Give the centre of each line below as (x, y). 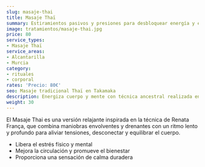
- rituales (20, 74)
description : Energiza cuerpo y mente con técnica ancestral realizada (99, 97)
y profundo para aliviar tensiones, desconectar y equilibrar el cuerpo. (93, 132)
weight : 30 (20, 102)
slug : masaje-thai (30, 12)
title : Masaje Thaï (31, 18)
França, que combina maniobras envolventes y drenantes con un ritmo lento (102, 126)
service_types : (26, 40)
